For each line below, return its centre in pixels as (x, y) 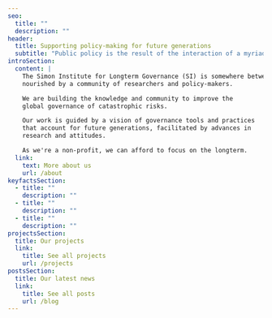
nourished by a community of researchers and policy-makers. (127, 84)
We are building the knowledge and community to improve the (127, 98)
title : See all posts (58, 294)
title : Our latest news (55, 278)
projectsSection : (37, 233)
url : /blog (41, 301)
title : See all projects (64, 256)
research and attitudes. (64, 136)
